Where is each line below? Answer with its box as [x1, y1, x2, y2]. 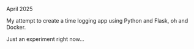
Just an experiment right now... [6, 36, 84, 42]
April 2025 [6, 6, 33, 12]
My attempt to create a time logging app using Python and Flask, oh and [6, 17, 188, 24]
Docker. [6, 24, 26, 31]
